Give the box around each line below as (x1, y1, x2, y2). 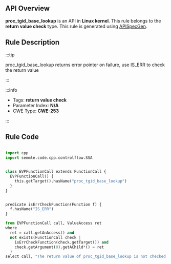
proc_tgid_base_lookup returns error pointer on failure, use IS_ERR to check (5, 62, 165, 68)
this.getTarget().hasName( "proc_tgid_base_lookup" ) (14, 178, 127, 184)
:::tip (5, 51, 15, 58)
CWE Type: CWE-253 (12, 108, 59, 114)
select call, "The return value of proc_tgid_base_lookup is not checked (5, 254, 166, 259)
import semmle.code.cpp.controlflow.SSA (5, 155, 93, 160)
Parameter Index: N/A (12, 102, 59, 108)
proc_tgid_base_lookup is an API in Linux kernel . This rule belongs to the (5, 17, 161, 24)
